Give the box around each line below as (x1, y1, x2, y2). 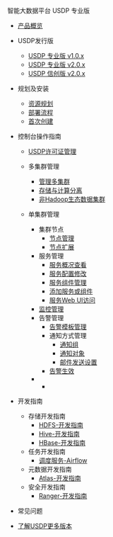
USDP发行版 (17, 37, 54, 45)
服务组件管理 (49, 278, 87, 286)
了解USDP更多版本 (17, 522, 73, 530)
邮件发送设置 (59, 358, 97, 366)
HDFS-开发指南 (38, 421, 83, 429)
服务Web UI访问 (49, 296, 96, 304)
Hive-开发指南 (38, 430, 80, 438)
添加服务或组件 (49, 287, 93, 295)
